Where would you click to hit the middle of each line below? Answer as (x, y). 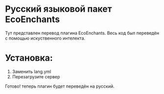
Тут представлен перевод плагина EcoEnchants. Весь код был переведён (82, 33)
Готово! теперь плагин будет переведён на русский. (60, 86)
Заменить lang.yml (32, 71)
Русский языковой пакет (59, 9)
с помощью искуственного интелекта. (45, 38)
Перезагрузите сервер (36, 76)
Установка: (29, 58)
